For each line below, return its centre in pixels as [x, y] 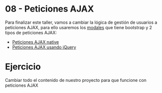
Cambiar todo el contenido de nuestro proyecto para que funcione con [76, 80]
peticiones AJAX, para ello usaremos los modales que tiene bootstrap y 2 [79, 27]
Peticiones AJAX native [36, 42]
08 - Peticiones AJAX [49, 9]
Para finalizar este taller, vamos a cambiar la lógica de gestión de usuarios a [81, 22]
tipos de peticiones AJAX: [31, 32]
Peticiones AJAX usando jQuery [44, 47]
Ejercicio [23, 67]
